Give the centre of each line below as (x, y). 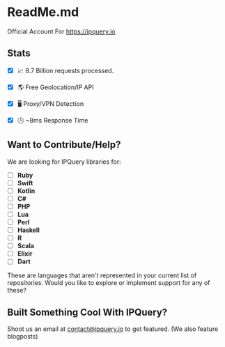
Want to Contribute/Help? (64, 145)
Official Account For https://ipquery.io (61, 31)
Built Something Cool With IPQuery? (87, 312)
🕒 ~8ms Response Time (53, 120)
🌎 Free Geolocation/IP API (55, 87)
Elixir (25, 254)
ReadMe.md (43, 12)
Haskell (28, 230)
